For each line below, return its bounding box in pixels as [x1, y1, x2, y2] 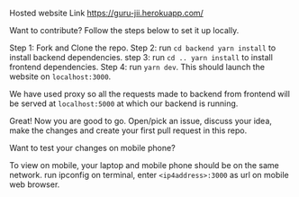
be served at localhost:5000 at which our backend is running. [9, 98, 239, 109]
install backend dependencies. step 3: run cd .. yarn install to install [9, 52, 273, 62]
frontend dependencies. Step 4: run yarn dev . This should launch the [9, 62, 266, 72]
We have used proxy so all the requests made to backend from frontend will [9, 89, 291, 99]
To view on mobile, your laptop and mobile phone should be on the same [9, 160, 279, 170]
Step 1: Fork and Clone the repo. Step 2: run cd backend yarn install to [9, 42, 276, 53]
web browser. [9, 179, 60, 190]
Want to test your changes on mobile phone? [9, 143, 176, 153]
